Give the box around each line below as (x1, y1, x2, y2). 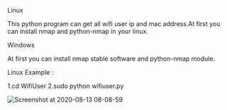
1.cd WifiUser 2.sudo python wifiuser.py (7, 82, 124, 90)
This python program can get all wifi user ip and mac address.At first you (7, 20, 221, 28)
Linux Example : (7, 68, 54, 76)
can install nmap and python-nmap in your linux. (7, 28, 149, 35)
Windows (7, 41, 35, 49)
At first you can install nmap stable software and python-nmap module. (7, 54, 215, 63)
